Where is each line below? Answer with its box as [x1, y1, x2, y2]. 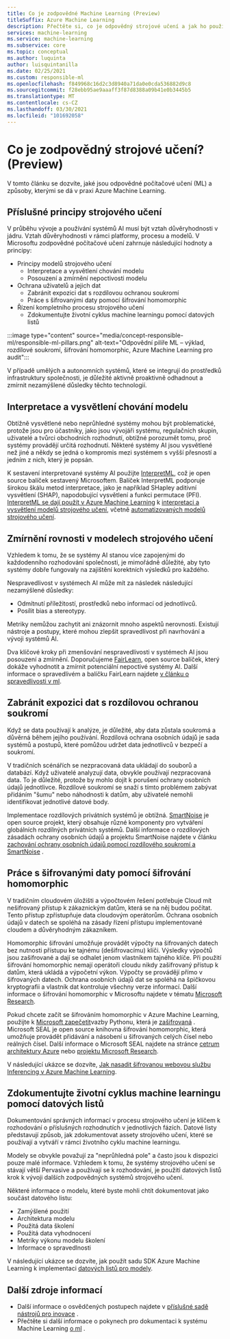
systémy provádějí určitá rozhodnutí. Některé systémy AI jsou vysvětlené [7, 441, 213, 450]
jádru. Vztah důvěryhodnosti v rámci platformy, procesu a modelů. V [7, 231, 200, 240]
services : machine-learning [7, 29, 88, 36]
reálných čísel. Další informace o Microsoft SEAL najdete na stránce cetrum [7, 1040, 220, 1048]
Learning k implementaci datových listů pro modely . [7, 1264, 153, 1272]
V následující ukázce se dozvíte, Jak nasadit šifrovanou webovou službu [7, 1060, 211, 1068]
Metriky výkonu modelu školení [16, 1237, 105, 1245]
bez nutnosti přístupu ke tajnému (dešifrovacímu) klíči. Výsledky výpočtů [7, 946, 213, 954]
